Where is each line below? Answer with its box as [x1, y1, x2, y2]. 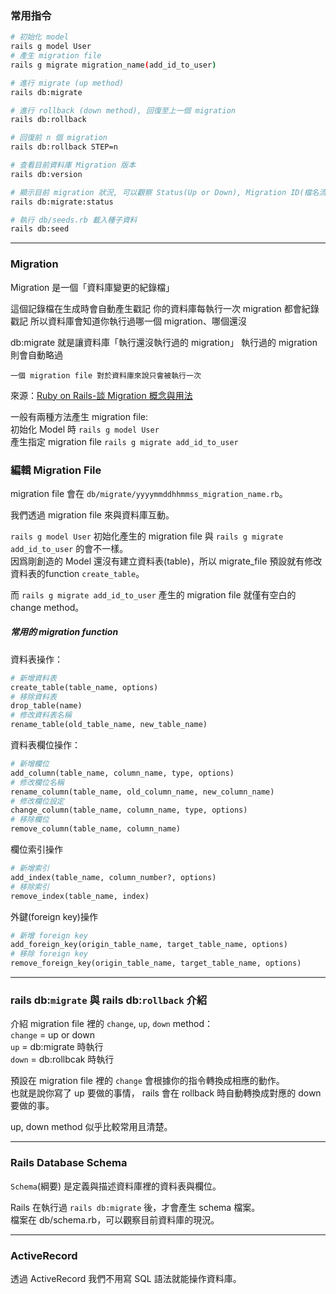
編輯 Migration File [10, 463, 102, 477]
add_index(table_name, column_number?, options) [10, 872, 217, 882]
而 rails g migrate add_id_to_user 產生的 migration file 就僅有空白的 [10, 588, 297, 601]
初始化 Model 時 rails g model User [10, 423, 160, 435]
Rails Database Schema [10, 1156, 128, 1170]
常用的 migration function [10, 626, 119, 638]
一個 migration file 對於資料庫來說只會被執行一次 [10, 370, 202, 381]
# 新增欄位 [10, 759, 50, 769]
